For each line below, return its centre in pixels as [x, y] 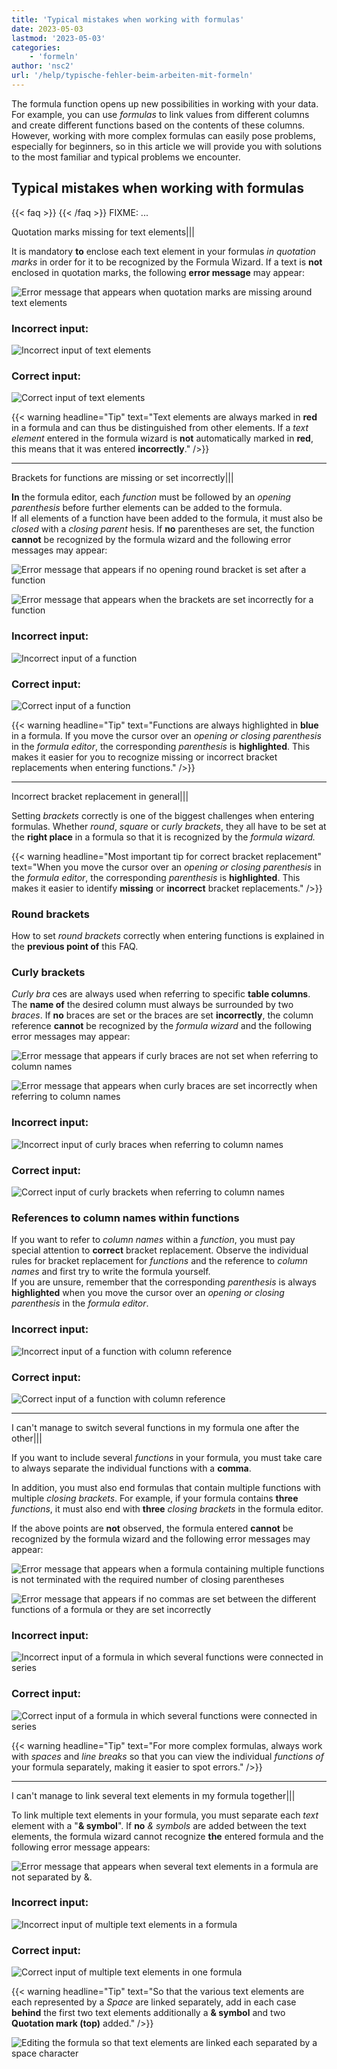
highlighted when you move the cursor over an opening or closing [148, 1293]
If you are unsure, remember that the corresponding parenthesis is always [164, 1282]
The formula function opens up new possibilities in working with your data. [165, 103]
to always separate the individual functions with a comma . [131, 1468]
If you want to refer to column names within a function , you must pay [153, 1240]
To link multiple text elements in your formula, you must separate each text [165, 1815]
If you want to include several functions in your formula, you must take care [167, 1457]
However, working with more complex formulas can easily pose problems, [163, 135]
